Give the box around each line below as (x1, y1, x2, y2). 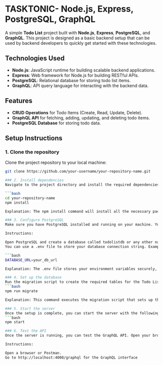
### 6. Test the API (5, 329, 47, 333)
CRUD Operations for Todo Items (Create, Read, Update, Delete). (12, 109, 143, 115)
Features (5, 97, 33, 105)
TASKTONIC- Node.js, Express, (5, 3, 133, 15)
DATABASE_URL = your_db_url (5, 258, 57, 262)
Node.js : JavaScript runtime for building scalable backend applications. (12, 67, 156, 73)
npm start (5, 320, 25, 325)
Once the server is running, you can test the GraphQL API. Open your (5, 333, 151, 338)
